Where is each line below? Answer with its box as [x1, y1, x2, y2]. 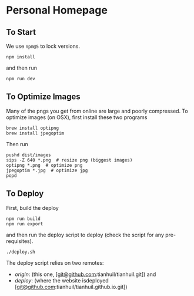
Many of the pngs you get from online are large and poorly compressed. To [6, 107, 188, 114]
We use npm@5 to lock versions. [6, 42, 81, 50]
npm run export [6, 221, 44, 227]
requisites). [6, 237, 34, 245]
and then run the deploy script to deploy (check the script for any [6, 231, 165, 238]
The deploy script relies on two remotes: [6, 259, 104, 266]
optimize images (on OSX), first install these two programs [6, 113, 148, 121]
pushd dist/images [6, 152, 51, 158]
